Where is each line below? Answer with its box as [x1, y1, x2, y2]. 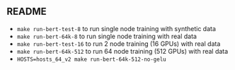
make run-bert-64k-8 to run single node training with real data [16, 32, 197, 40]
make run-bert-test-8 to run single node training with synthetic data [16, 24, 217, 33]
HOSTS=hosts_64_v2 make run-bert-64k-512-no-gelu [16, 56, 167, 63]
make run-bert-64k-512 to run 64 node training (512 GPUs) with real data [16, 47, 229, 55]
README [6, 6, 47, 18]
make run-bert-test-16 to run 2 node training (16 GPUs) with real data [16, 39, 221, 48]
